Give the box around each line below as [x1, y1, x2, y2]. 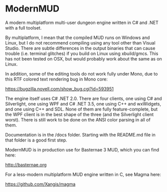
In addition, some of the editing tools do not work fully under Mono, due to [5, 70, 158, 76]
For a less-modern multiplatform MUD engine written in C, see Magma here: [5, 171, 161, 177]
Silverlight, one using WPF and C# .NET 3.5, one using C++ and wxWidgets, [5, 100, 161, 106]
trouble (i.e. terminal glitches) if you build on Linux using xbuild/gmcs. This [5, 50, 159, 56]
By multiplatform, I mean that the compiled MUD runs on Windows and [5, 34, 150, 40]
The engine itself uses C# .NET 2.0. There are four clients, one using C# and [5, 95, 162, 101]
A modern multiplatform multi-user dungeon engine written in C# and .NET [5, 19, 159, 25]
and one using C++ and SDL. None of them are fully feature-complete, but [5, 106, 158, 112]
